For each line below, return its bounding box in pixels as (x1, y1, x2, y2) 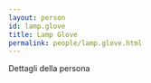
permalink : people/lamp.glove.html (8, 38, 143, 48)
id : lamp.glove (8, 22, 66, 31)
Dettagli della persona (8, 63, 90, 74)
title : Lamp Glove (8, 30, 78, 39)
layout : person (8, 13, 66, 23)
